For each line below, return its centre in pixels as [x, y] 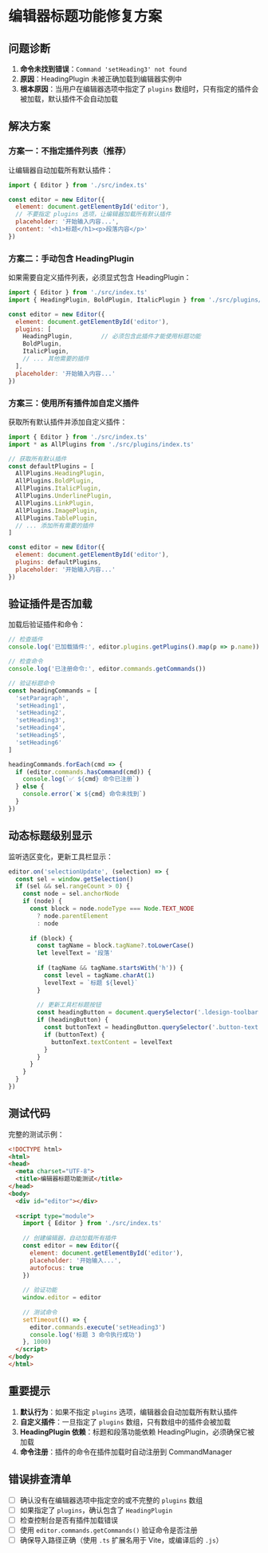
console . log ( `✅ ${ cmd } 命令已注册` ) [81, 779]
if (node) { [42, 901]
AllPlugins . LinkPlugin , [55, 503]
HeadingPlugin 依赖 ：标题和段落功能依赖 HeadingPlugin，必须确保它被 [137, 1432]
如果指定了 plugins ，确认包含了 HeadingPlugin [96, 1510]
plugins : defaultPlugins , [59, 562]
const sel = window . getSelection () [75, 879]
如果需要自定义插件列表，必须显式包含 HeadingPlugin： [100, 278]
